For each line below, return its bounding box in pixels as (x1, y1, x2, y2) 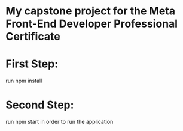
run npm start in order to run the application (5, 118, 114, 126)
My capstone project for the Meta (5, 4, 176, 18)
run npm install (5, 77, 42, 85)
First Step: (5, 57, 58, 71)
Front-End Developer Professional (5, 17, 178, 31)
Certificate (5, 30, 60, 43)
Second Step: (5, 98, 74, 112)
